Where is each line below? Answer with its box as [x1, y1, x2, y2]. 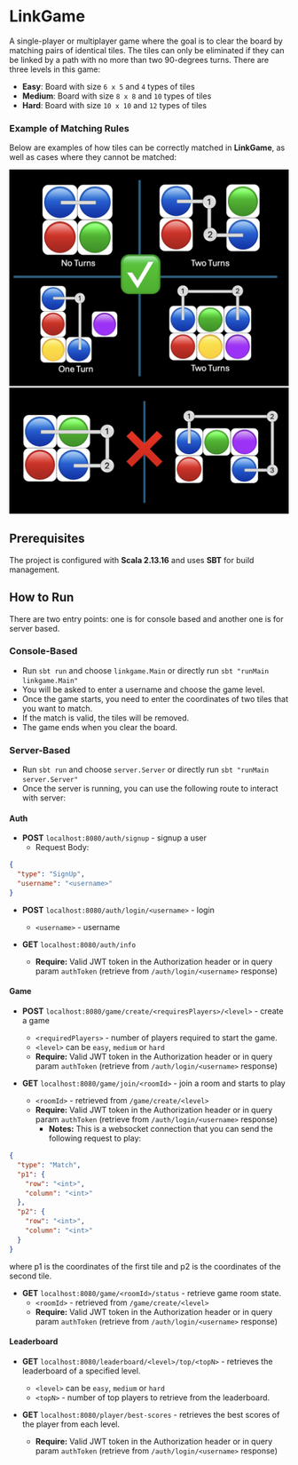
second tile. [9, 1270, 52, 1281]
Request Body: [35, 842, 90, 853]
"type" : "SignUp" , [17, 870, 86, 879]
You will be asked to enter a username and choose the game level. [21, 684, 265, 695]
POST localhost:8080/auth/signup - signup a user [21, 832, 207, 843]
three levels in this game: [9, 64, 100, 75]
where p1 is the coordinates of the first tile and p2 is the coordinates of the [9, 1261, 281, 1271]
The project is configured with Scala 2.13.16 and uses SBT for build [9, 554, 255, 565]
